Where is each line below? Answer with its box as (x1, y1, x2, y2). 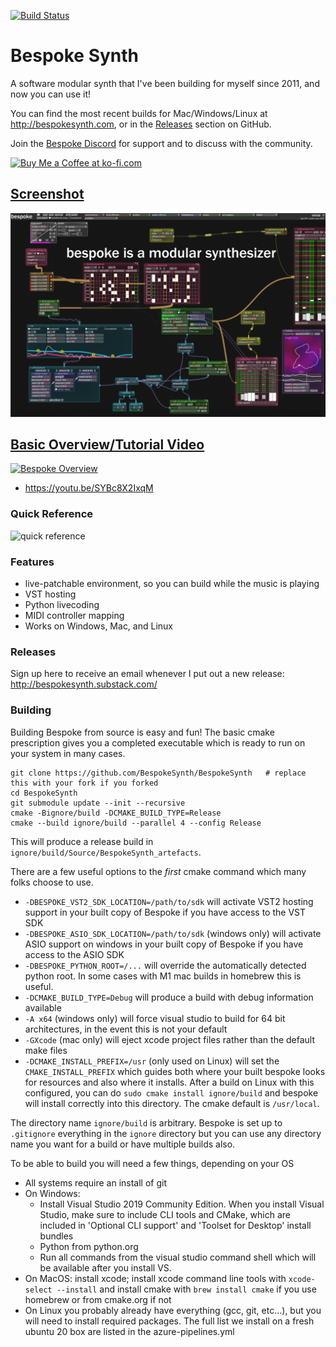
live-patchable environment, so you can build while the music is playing (24, 577, 320, 589)
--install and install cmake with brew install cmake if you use (56, 1283, 317, 1295)
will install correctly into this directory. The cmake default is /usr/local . (24, 1097, 320, 1109)
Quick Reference (10, 507, 94, 521)
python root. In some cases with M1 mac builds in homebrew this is (24, 970, 302, 982)
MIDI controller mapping (24, 609, 125, 621)
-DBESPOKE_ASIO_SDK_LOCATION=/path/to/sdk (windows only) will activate (24, 927, 322, 939)
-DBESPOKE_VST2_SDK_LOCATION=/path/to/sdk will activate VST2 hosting (24, 895, 314, 907)
